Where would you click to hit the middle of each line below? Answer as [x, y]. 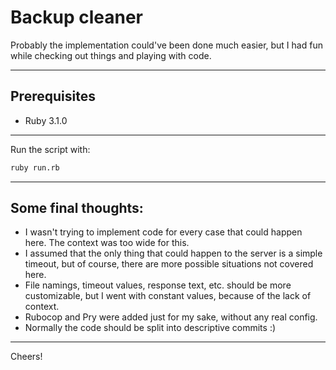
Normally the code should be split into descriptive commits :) [150, 328]
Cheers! [26, 357]
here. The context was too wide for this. [107, 243]
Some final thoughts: [77, 208]
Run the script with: [50, 149]
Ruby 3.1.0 [46, 120]
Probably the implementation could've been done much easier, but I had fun [166, 45]
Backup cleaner [76, 17]
